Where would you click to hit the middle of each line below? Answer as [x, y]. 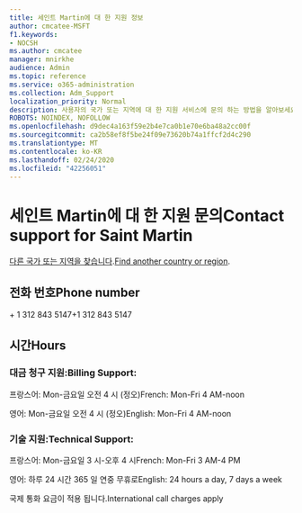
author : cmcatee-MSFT [50, 26]
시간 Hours [38, 345]
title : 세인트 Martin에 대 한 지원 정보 [76, 18]
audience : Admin [40, 68]
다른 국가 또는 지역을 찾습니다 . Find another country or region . [120, 261]
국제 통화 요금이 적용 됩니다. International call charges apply [116, 499]
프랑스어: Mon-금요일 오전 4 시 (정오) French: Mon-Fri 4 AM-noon [127, 394]
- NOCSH [24, 43]
